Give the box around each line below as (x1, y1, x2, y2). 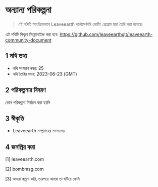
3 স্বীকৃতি (5, 114, 24, 123)
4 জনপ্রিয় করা (5, 142, 35, 151)
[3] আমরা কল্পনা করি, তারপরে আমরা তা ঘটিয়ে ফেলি (5, 176, 80, 182)
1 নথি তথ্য (5, 52, 27, 60)
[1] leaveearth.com (5, 156, 44, 162)
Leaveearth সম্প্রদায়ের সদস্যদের (12, 128, 65, 134)
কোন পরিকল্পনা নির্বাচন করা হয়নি (5, 99, 50, 105)
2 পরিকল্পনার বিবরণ (5, 86, 46, 95)
